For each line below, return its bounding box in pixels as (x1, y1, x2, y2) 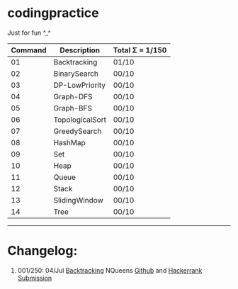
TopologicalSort (53, 115, 106, 125)
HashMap (53, 137, 86, 147)
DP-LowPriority (53, 80, 106, 90)
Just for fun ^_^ (7, 28, 51, 37)
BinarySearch (53, 69, 99, 79)
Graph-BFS (53, 103, 92, 113)
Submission (17, 273, 52, 282)
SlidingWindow (53, 195, 104, 205)
